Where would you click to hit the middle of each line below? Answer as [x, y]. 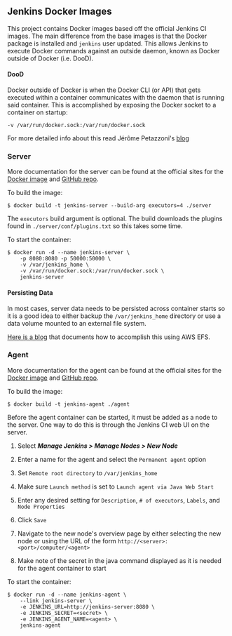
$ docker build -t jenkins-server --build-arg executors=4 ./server [109, 206]
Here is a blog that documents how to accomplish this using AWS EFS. [109, 337]
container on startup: [37, 112]
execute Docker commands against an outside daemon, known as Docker [114, 51]
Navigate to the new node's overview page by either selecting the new [119, 534]
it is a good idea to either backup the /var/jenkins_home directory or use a [114, 316]
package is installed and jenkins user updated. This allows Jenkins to [108, 43]
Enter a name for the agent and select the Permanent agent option [112, 459]
